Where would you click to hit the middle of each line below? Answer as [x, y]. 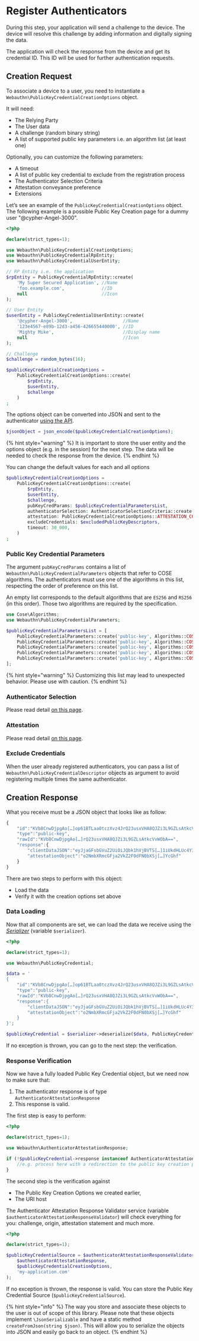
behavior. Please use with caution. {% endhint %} [67, 681]
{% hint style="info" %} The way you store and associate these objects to [96, 1307]
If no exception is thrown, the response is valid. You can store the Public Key [99, 1289]
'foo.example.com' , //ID [65, 288]
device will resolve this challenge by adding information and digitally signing [99, 33]
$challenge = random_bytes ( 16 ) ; [46, 359]
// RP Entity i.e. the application [50, 272]
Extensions [28, 194]
